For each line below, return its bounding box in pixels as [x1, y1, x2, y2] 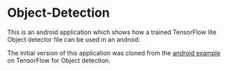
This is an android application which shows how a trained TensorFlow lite [7, 28, 217, 36]
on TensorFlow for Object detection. [7, 56, 111, 64]
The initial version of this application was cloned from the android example [7, 49, 221, 57]
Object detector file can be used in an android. [7, 35, 140, 43]
